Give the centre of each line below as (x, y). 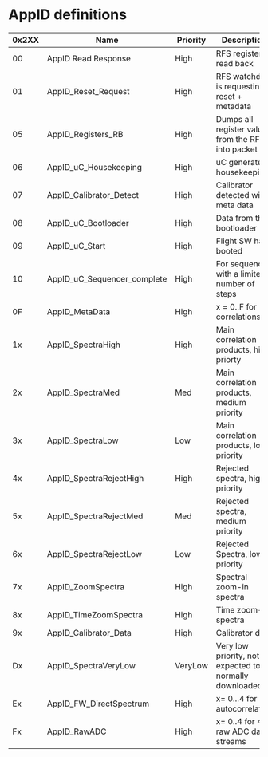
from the (232, 139)
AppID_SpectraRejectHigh (95, 478)
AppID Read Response (89, 58)
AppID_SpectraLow (83, 440)
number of (235, 283)
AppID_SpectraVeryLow (91, 665)
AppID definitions (68, 15)
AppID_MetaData (79, 311)
